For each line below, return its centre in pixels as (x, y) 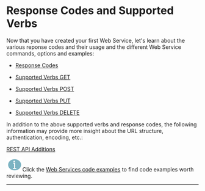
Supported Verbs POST (45, 88)
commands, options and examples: (50, 53)
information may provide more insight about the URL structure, (85, 131)
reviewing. (19, 176)
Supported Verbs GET (43, 77)
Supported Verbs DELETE (48, 112)
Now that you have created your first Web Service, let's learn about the (96, 40)
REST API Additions (31, 149)
